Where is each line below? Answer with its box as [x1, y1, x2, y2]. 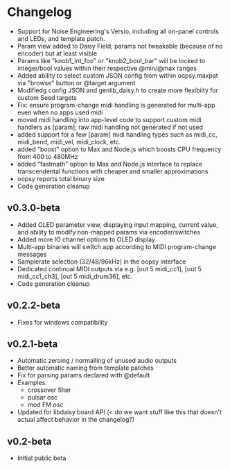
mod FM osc [27, 400, 64, 409]
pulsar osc [27, 393, 58, 402]
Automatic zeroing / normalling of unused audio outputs [17, 357, 177, 365]
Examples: [17, 379, 47, 387]
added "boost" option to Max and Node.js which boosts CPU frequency [17, 145, 222, 153]
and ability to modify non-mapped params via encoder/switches [17, 228, 201, 236]
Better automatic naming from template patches [17, 364, 154, 372]
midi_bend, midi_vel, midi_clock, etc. [17, 137, 121, 146]
